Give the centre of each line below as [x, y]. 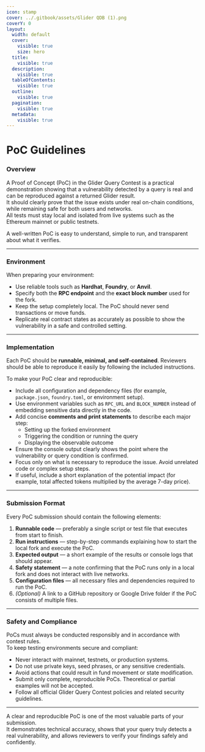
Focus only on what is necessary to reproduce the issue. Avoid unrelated [106, 462]
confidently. [21, 742]
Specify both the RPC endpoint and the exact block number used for [103, 293]
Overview [21, 169]
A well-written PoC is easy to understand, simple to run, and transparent [97, 234]
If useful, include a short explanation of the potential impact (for [95, 475]
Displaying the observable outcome [69, 443]
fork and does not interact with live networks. [72, 574]
